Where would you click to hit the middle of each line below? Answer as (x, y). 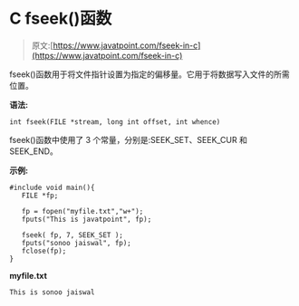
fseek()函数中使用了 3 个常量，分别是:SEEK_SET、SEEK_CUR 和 (128, 139)
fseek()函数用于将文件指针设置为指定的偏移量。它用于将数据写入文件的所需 (149, 74)
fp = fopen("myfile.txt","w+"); (82, 211)
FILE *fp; (40, 196)
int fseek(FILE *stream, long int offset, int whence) (115, 122)
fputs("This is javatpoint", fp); (87, 219)
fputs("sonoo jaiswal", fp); (76, 243)
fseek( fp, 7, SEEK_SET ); (72, 235)
